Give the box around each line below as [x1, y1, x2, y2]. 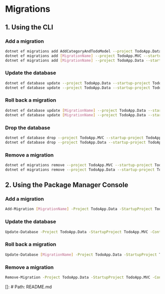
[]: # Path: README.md [5, 284, 52, 290]
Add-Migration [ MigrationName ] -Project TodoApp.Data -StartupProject [5, 207, 153, 212]
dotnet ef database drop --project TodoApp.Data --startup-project [5, 140, 146, 145]
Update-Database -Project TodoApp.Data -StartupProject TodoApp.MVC [5, 229, 148, 234]
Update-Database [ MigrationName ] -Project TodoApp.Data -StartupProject [5, 252, 157, 257]
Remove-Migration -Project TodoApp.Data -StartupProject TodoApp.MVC [5, 275, 151, 280]
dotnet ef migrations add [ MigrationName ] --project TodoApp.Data [5, 58, 144, 63]
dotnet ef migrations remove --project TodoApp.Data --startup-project [5, 167, 155, 172]
